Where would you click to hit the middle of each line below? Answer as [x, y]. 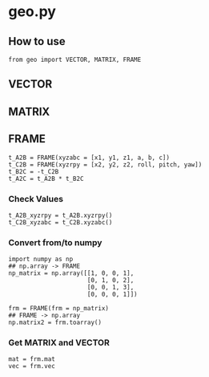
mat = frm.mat [32, 359]
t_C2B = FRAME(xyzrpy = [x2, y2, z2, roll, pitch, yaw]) [105, 164]
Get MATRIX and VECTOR [59, 342]
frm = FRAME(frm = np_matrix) [59, 309]
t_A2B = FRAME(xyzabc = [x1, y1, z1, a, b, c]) [89, 158]
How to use [37, 41]
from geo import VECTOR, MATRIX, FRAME [75, 59]
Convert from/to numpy [55, 242]
